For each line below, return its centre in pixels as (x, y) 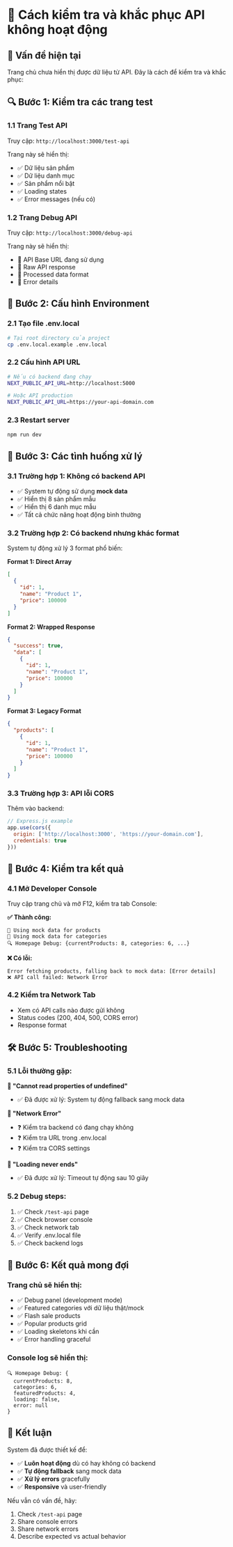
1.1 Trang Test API (38, 125)
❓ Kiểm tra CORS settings (54, 1148)
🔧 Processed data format (53, 274)
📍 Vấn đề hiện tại (44, 55)
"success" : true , (39, 646)
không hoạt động (57, 30)
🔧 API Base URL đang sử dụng (61, 259)
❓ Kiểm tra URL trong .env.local (62, 1138)
